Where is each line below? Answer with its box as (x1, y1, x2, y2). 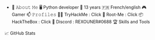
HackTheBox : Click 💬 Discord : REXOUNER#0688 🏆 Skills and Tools (11, 19, 150, 25)
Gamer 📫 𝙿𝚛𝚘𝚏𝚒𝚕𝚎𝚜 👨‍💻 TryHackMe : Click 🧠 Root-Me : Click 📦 (11, 12, 144, 17)
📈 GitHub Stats (4, 30, 36, 36)
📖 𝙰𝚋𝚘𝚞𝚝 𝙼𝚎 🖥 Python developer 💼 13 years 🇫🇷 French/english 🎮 (11, 4, 147, 10)
